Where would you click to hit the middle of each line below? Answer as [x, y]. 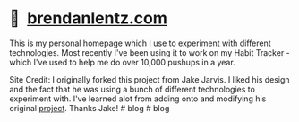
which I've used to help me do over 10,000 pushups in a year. [122, 62]
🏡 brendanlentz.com [88, 18]
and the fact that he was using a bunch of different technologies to [132, 89]
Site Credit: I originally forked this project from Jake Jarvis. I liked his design [149, 79]
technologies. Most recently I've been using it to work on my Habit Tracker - [150, 52]
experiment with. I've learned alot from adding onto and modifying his [138, 99]
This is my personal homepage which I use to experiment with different [140, 43]
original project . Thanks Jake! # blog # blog [90, 108]
